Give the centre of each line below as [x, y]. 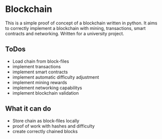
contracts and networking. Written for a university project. [65, 33]
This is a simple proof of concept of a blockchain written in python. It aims [81, 23]
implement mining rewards [40, 82]
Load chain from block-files [41, 61]
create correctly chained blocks [45, 131]
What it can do [28, 109]
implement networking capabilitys [47, 88]
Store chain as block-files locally [46, 121]
